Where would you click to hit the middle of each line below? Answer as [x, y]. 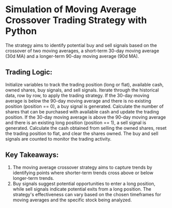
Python [21, 31]
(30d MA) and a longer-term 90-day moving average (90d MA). [72, 56]
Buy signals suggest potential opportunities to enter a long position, [84, 183]
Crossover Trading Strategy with [76, 20]
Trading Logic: [29, 72]
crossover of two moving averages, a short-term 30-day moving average [82, 51]
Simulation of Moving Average [71, 9]
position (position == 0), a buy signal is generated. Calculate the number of [84, 106]
